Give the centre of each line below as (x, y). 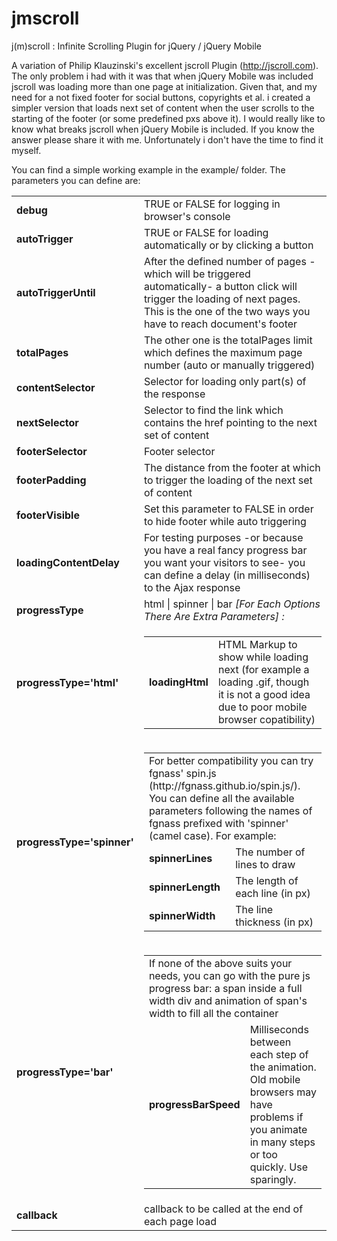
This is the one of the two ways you (227, 311)
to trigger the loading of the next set (228, 480)
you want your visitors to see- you (224, 562)
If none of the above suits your (220, 963)
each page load (180, 1221)
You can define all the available (221, 798)
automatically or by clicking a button (228, 245)
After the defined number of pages (225, 261)
